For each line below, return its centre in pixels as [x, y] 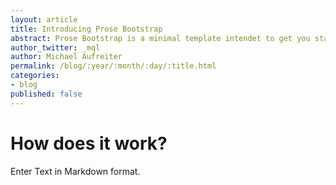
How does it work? [89, 143]
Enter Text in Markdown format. [75, 171]
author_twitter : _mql [55, 47]
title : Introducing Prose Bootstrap [86, 29]
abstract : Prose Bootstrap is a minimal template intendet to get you [160, 38]
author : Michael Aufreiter [66, 57]
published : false [46, 94]
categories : [35, 76]
